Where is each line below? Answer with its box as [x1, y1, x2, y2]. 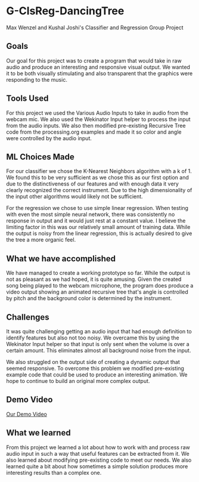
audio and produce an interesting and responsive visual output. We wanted [6, 63, 191, 70]
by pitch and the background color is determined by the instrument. [6, 295, 172, 302]
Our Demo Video [6, 410, 48, 418]
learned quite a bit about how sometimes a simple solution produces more [6, 462, 188, 469]
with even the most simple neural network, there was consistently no [6, 211, 175, 218]
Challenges [6, 312, 49, 322]
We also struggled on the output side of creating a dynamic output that [6, 359, 180, 365]
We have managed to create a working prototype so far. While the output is [6, 270, 191, 277]
